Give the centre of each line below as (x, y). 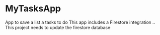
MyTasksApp (33, 9)
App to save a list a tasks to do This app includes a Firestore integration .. (80, 22)
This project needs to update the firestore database (58, 27)
